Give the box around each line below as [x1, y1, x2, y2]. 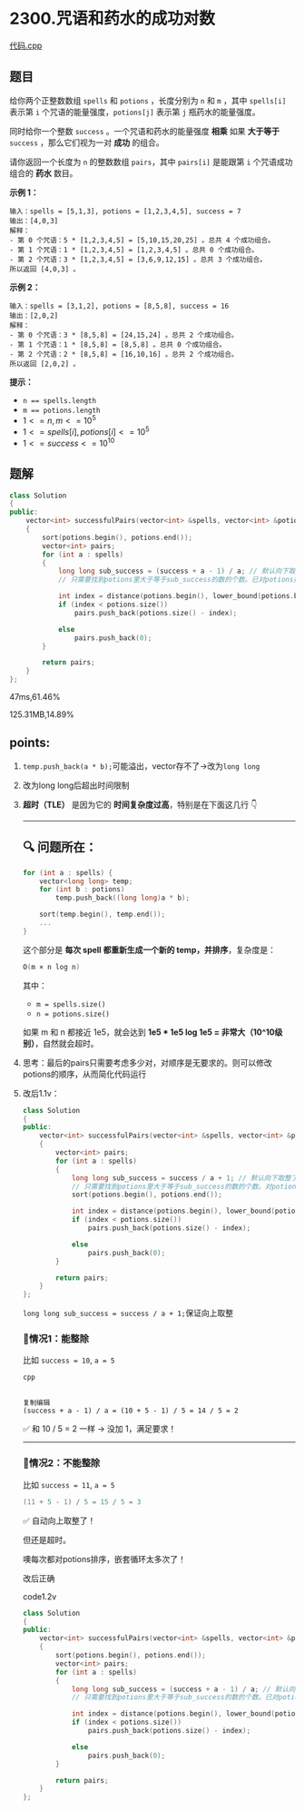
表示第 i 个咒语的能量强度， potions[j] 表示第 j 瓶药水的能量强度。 [9, 106, 261, 117]
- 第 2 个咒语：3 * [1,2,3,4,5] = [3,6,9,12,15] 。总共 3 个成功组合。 [9, 255, 267, 264]
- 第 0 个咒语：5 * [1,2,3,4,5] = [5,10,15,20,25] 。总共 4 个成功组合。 [9, 235, 275, 245]
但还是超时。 [22, 1534, 71, 1545]
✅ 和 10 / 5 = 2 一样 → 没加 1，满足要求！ [22, 1423, 177, 1434]
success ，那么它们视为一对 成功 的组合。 [9, 137, 164, 148]
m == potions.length [22, 406, 101, 415]
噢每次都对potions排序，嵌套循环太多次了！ [22, 1553, 186, 1564]
